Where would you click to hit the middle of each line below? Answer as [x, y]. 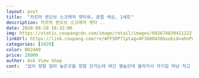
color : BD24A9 [24, 50]
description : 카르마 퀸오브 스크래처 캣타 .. [56, 22]
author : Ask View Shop [34, 60]
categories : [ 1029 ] [30, 45]
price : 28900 [22, 55]
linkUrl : [17, 39]
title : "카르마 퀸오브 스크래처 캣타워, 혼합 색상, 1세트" [70, 17]
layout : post [22, 11]
